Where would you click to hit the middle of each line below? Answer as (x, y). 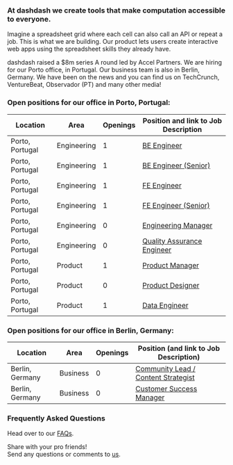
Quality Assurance (172, 240)
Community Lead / (165, 368)
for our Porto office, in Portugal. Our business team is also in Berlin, (103, 70)
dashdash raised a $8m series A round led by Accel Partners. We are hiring (115, 63)
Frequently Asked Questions (56, 418)
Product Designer (171, 285)
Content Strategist (165, 377)
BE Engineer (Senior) (176, 165)
